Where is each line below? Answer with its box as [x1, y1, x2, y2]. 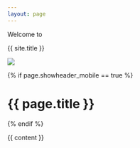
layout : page [7, 10, 46, 18]
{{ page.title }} [7, 95, 95, 112]
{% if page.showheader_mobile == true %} [7, 70, 134, 79]
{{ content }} [7, 133, 44, 142]
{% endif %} [7, 119, 44, 128]
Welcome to [7, 30, 43, 38]
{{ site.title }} [7, 43, 45, 52]
